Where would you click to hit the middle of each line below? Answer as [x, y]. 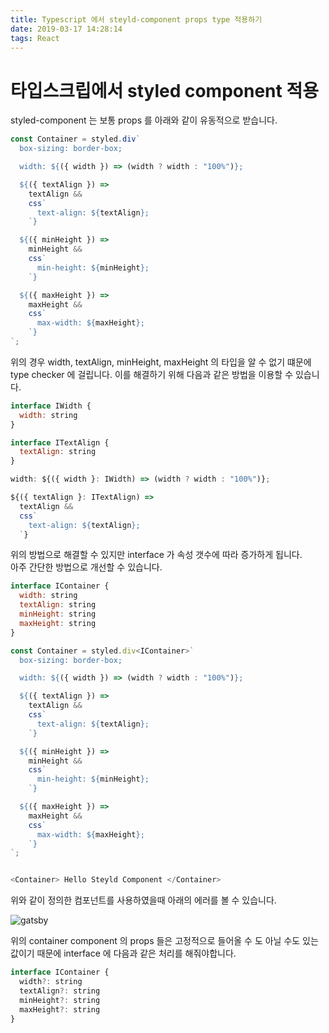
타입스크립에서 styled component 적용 [164, 90]
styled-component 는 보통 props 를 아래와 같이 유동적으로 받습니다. [144, 120]
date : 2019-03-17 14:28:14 [66, 29]
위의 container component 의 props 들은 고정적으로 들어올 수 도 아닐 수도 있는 [164, 941]
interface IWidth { [51, 406]
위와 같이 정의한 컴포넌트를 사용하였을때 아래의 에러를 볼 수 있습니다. [143, 900]
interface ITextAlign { [60, 442]
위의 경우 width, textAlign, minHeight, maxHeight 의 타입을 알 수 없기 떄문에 [161, 362]
